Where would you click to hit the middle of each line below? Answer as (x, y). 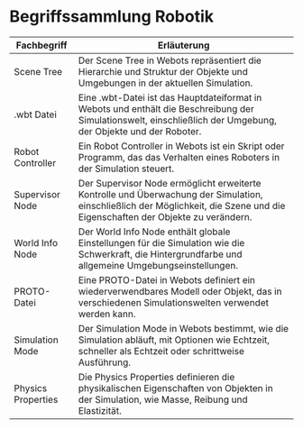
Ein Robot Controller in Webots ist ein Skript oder (181, 146)
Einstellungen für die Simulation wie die (161, 242)
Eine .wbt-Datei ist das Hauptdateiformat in (170, 97)
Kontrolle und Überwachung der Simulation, (170, 194)
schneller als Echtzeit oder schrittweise (161, 351)
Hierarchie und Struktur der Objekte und (163, 71)
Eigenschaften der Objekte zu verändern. (165, 216)
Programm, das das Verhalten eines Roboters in (179, 157)
